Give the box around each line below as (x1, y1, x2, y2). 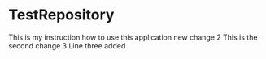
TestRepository (8, 6, 115, 24)
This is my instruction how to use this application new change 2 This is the (8, 32, 258, 42)
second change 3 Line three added (8, 40, 126, 50)
